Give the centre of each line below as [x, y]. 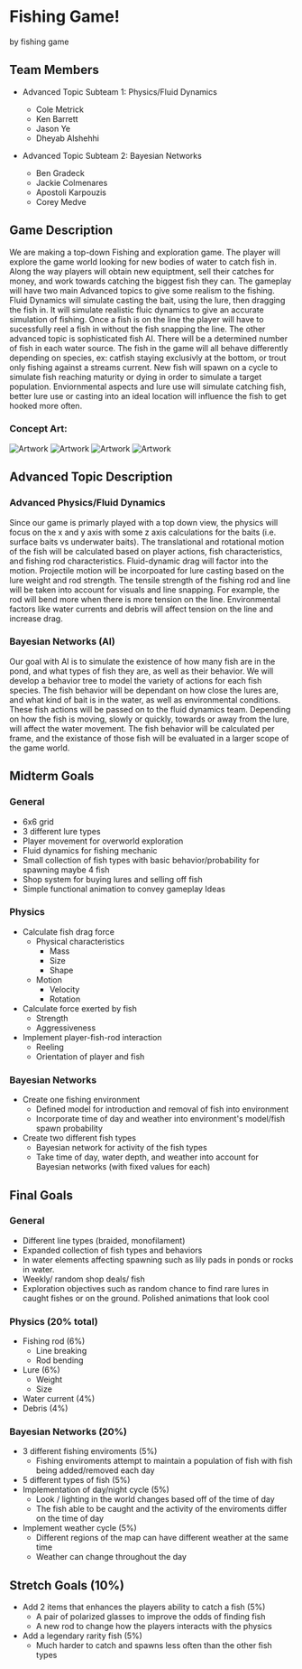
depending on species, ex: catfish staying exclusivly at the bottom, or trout [148, 358]
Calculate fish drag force [69, 931]
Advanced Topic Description [91, 477]
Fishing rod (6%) [54, 1341]
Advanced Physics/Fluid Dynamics [87, 503]
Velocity [64, 989]
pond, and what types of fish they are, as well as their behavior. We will [142, 671]
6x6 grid [38, 821]
